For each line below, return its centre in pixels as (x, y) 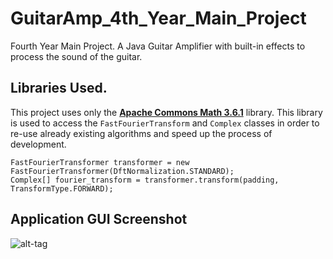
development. (38, 144)
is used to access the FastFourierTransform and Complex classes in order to (165, 123)
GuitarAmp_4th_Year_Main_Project (158, 18)
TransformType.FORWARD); (62, 188)
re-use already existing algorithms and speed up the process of (141, 133)
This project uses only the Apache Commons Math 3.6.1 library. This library (166, 112)
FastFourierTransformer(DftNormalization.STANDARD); (122, 171)
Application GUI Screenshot (99, 219)
